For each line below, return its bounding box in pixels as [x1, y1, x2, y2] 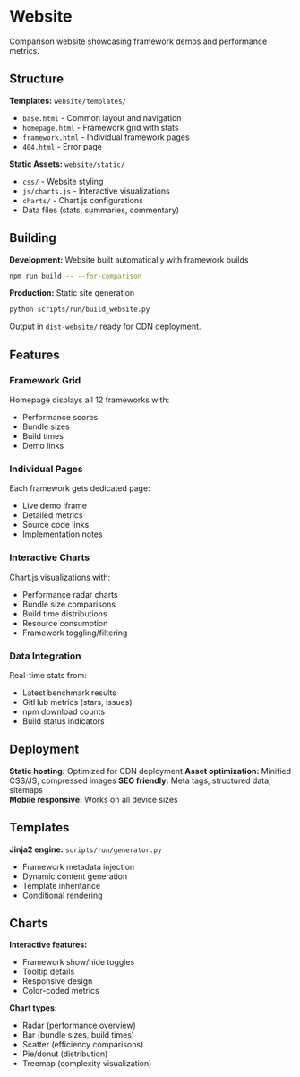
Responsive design [21, 976, 93, 987]
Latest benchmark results [21, 687, 116, 698]
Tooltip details [21, 966, 75, 978]
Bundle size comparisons [21, 599, 116, 609]
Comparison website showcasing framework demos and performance [9, 36, 268, 47]
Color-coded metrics [21, 986, 100, 996]
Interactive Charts [9, 551, 90, 564]
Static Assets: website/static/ [9, 159, 125, 169]
